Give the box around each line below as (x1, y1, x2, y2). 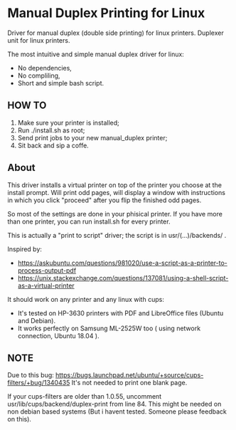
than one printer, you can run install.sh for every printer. (7, 217, 171, 226)
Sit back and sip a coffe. (17, 141, 89, 150)
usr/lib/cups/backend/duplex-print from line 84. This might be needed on (7, 400, 222, 409)
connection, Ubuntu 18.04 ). (17, 331, 100, 340)
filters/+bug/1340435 (7, 379, 70, 387)
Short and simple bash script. (17, 78, 104, 87)
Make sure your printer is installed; (17, 118, 119, 127)
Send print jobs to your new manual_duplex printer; (17, 133, 168, 142)
